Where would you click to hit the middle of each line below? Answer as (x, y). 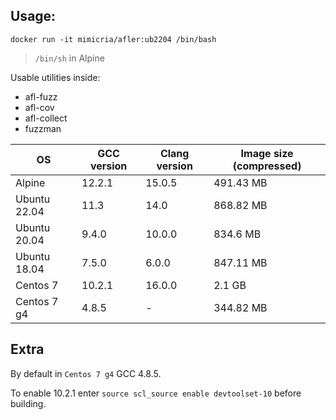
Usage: (33, 16)
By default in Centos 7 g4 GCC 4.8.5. (86, 373)
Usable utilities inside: (55, 77)
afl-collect (46, 118)
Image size (267, 153)
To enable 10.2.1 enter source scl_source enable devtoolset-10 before (156, 393)
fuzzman (43, 128)
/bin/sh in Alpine (69, 58)
